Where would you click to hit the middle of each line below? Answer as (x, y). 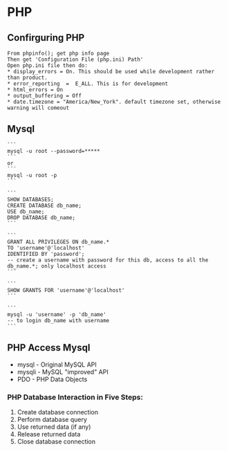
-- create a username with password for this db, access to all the (108, 260)
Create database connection (58, 412)
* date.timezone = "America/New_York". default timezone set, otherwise (114, 102)
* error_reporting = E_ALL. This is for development (88, 84)
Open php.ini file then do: (48, 66)
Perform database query (52, 419)
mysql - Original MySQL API (57, 365)
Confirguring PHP (46, 38)
